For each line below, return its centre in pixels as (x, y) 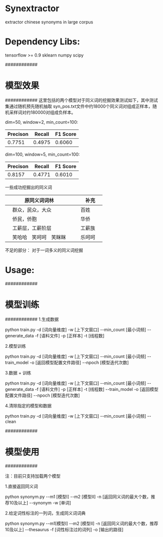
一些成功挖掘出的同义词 (28, 187)
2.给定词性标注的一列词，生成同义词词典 (45, 513)
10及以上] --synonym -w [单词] (40, 502)
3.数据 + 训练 (18, 372)
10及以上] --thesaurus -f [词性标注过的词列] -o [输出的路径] (64, 529)
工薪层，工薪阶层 (32, 228)
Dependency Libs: (43, 42)
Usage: (20, 270)
